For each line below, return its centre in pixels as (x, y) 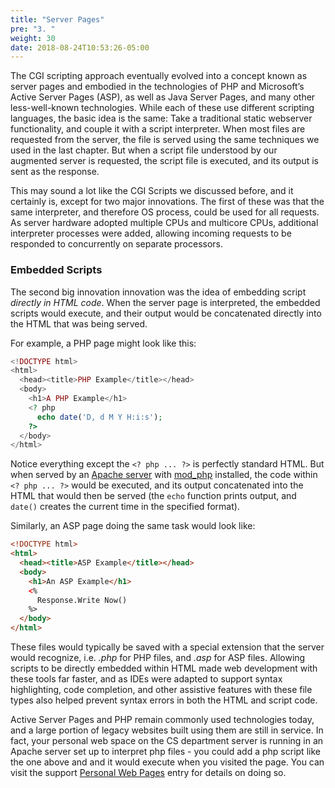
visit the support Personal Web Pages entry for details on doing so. (148, 773)
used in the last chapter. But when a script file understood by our (144, 150)
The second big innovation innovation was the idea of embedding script (158, 292)
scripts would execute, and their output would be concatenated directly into (166, 313)
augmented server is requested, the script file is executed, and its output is (164, 161)
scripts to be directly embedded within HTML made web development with (164, 668)
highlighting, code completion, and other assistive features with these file (161, 690)
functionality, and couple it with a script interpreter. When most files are (158, 129)
